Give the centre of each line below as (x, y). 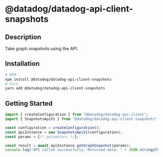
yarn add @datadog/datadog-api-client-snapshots (55, 88)
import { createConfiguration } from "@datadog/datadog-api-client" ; (77, 114)
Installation (22, 64)
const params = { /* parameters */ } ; (42, 137)
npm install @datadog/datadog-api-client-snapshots (58, 79)
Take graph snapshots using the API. (42, 49)
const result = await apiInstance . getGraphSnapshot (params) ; (68, 145)
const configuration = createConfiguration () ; (53, 128)
